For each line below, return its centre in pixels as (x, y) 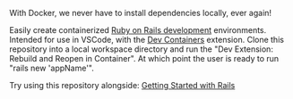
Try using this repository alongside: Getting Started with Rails (122, 85)
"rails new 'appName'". (52, 68)
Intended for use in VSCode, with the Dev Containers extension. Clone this (147, 40)
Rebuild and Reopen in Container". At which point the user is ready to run (144, 58)
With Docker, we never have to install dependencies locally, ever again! (140, 13)
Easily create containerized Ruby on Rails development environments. (138, 30)
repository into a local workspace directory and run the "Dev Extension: (141, 49)
